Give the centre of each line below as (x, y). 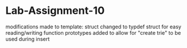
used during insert (28, 39)
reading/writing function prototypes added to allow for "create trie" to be (93, 32)
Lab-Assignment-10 (55, 11)
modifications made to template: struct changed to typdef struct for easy (93, 27)
